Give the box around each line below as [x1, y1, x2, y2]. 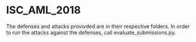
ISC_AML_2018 [6, 3, 81, 17]
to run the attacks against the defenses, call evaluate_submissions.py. [6, 29, 176, 36]
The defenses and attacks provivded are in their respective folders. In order [6, 23, 190, 30]
